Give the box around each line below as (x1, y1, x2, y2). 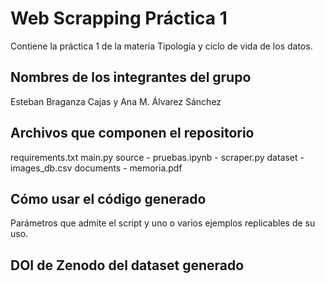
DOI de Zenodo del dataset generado (10, 257, 245, 274)
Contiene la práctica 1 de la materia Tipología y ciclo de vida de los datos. (10, 40, 313, 52)
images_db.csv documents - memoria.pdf (10, 162, 183, 174)
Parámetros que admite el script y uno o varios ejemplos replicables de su (10, 217, 316, 229)
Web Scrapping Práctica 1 (10, 7, 228, 30)
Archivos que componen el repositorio (10, 125, 255, 142)
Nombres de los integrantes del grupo (10, 69, 252, 86)
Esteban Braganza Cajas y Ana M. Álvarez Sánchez (10, 95, 222, 107)
